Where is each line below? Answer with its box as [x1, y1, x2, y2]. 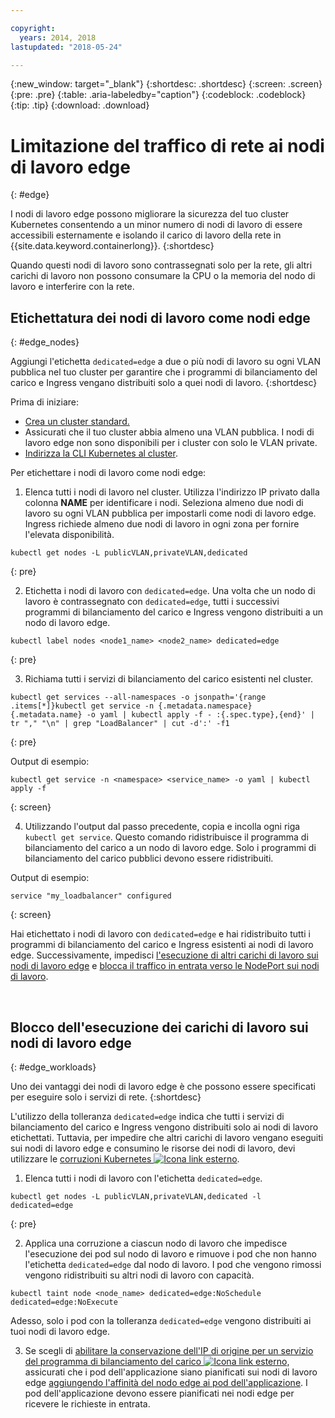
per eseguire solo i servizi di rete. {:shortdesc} [10, 1091, 202, 1103]
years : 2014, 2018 [19, 32, 97, 43]
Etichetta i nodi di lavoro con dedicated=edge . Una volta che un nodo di [24, 585, 316, 597]
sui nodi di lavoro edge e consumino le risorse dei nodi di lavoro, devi [10, 1142, 296, 1154]
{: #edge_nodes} [10, 336, 80, 348]
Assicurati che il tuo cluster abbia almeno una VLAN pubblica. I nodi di [24, 426, 315, 438]
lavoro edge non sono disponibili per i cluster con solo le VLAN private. [24, 437, 318, 449]
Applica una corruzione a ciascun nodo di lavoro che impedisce [24, 1237, 288, 1249]
